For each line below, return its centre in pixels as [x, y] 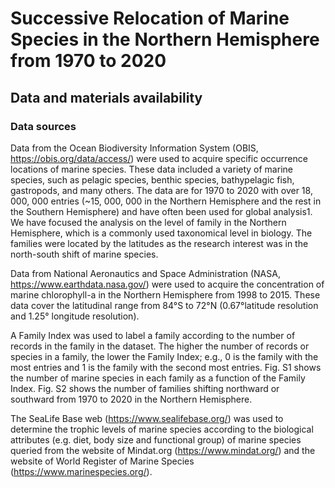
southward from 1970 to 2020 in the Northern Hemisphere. [131, 399]
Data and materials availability [106, 97]
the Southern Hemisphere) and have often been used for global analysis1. [161, 211]
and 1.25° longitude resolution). [75, 316]
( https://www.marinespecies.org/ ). [81, 471]
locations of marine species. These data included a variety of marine [151, 169]
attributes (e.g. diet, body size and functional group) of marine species [156, 439]
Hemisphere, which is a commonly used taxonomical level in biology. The [161, 233]
